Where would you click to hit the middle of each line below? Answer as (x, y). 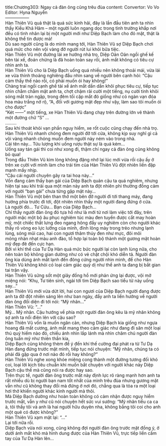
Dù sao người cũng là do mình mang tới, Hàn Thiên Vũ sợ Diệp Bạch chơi (79, 44)
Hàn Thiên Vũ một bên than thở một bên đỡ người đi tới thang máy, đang (79, 197)
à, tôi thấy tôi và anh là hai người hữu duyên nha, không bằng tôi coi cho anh (83, 407)
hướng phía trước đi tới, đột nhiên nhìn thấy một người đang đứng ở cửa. (79, 202)
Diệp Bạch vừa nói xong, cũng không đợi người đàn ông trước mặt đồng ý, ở (82, 428)
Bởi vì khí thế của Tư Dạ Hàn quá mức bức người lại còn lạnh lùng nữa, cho (81, 249)
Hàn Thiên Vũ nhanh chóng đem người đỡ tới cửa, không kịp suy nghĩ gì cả (81, 133)
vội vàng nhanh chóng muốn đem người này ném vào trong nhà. (70, 139)
